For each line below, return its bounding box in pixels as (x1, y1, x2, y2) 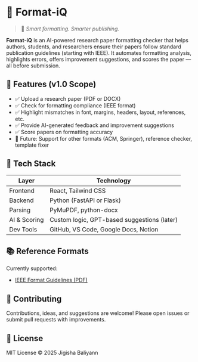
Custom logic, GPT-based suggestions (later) (49, 215, 178, 224)
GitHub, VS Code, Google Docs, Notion (49, 225, 159, 233)
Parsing (9, 206, 31, 214)
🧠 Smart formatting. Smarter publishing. (20, 25, 119, 32)
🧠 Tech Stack (6, 159, 56, 169)
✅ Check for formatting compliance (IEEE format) (14, 101, 136, 109)
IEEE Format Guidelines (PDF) (14, 277, 88, 284)
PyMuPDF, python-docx (49, 206, 118, 214)
